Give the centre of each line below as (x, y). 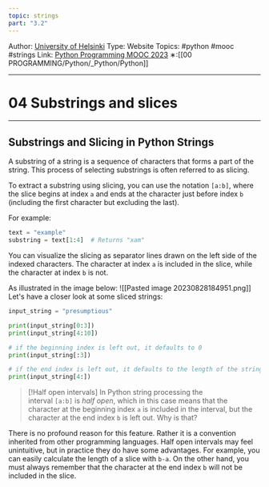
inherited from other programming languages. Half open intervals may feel (131, 442)
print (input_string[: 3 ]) (50, 355)
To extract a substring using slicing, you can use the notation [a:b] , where (131, 186)
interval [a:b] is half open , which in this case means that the (128, 400)
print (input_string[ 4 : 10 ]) (53, 333)
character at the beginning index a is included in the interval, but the (140, 409)
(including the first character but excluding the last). (94, 203)
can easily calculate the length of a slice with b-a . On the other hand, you (129, 459)
